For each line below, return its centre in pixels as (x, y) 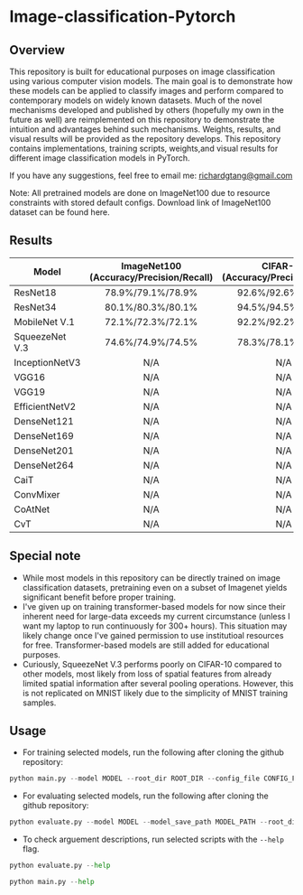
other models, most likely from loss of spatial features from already (147, 674)
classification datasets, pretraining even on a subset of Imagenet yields (155, 587)
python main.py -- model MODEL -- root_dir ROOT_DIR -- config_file (134, 778)
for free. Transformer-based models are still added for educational (146, 645)
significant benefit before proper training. (99, 597)
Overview (37, 50)
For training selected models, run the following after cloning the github (153, 752)
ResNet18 (35, 293)
